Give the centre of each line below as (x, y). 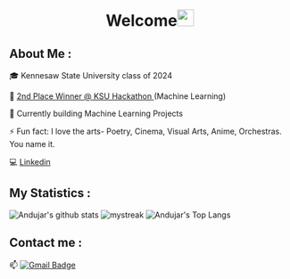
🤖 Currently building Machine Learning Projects (96, 113)
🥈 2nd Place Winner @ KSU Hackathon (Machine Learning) (118, 96)
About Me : (41, 53)
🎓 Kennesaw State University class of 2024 (91, 75)
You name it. (32, 144)
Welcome (141, 21)
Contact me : (46, 243)
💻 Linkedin (30, 162)
